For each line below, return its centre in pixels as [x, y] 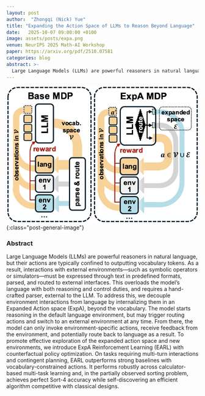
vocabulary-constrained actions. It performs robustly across [82, 367]
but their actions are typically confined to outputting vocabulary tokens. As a [103, 263]
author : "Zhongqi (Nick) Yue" [46, 19]
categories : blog [28, 58]
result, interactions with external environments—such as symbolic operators [102, 270]
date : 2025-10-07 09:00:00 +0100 [52, 32]
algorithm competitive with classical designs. [63, 386]
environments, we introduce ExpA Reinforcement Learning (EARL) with [95, 347]
